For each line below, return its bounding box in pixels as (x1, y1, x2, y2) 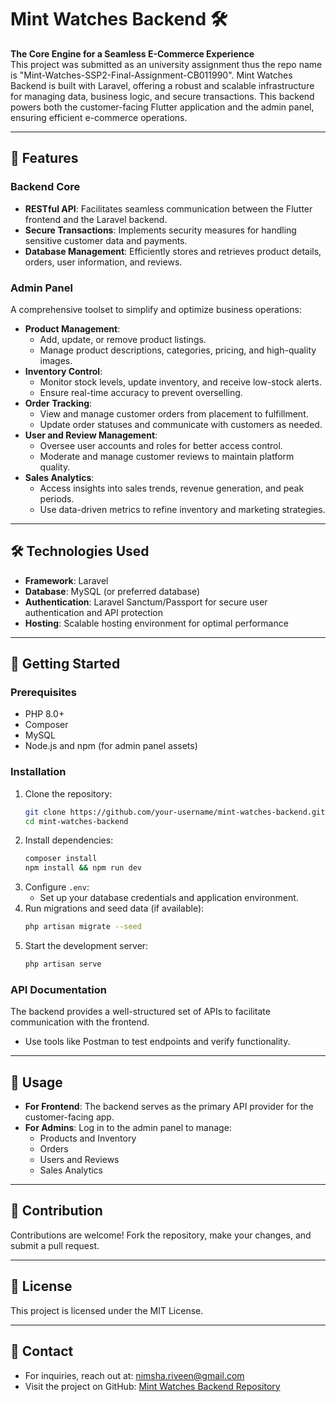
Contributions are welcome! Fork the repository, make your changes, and (10, 1229, 312, 1241)
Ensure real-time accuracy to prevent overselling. (39, 386, 243, 398)
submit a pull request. (10, 1239, 100, 1251)
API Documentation (10, 982, 108, 996)
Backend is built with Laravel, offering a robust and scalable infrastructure (10, 79, 315, 91)
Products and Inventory (39, 1132, 137, 1145)
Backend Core (10, 180, 81, 194)
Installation (10, 765, 67, 779)
